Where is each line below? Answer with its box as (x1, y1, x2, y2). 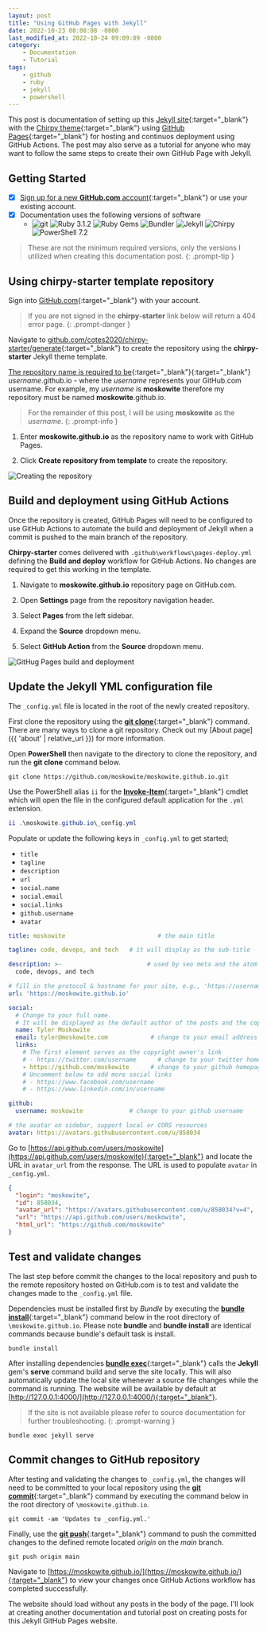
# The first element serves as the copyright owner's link (22, 1048, 222, 1056)
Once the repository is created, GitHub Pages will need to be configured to (8, 515, 253, 525)
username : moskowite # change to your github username (15, 1107, 244, 1115)
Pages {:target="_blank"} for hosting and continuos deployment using (8, 132, 235, 142)
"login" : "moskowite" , (15, 1191, 91, 1199)
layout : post (8, 11, 52, 20)
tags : (8, 64, 26, 72)
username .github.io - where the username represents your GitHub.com (8, 375, 242, 385)
